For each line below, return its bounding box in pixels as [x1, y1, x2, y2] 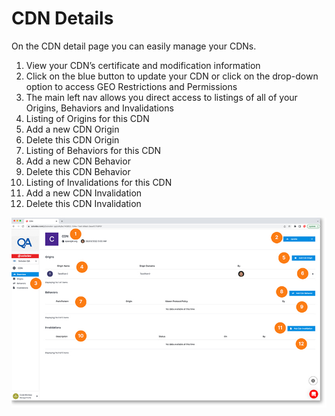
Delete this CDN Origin [25, 133, 120, 146]
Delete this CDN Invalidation [25, 197, 142, 209]
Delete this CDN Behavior [25, 165, 131, 177]
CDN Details [11, 7, 114, 30]
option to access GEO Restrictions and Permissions [25, 80, 238, 92]
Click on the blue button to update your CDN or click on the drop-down [25, 70, 319, 82]
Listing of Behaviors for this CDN [25, 144, 162, 156]
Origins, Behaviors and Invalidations [25, 102, 174, 114]
